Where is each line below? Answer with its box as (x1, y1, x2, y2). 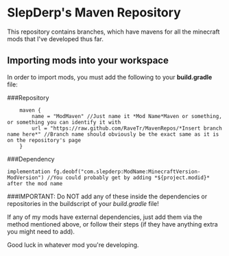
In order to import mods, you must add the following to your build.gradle (7, 73, 213, 81)
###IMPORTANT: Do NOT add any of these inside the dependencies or (7, 192, 208, 200)
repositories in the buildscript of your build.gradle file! (7, 199, 159, 207)
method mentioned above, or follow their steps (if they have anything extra (7, 220, 218, 228)
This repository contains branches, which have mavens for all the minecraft (7, 27, 220, 36)
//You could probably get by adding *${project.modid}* (47, 174, 210, 181)
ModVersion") (7, 174, 45, 181)
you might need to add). (7, 227, 75, 235)
